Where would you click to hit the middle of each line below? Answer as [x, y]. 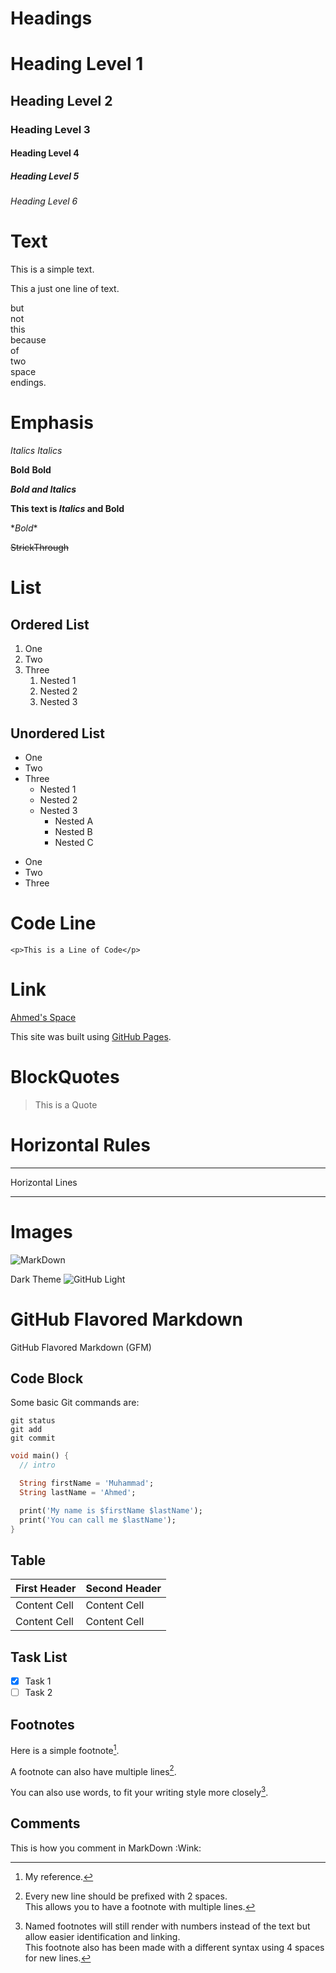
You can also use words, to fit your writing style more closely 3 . [139, 1792]
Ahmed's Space [43, 1017]
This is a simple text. [52, 269]
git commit [33, 1438]
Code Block [47, 1378]
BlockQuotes [65, 1077]
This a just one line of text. [65, 289]
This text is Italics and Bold [67, 509]
